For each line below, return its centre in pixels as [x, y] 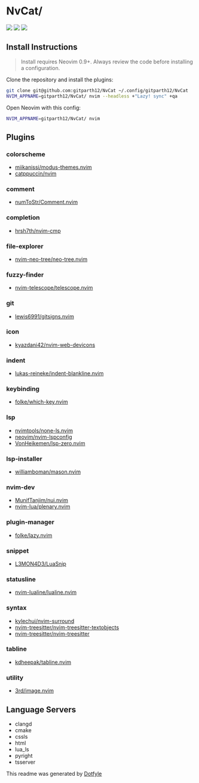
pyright [24, 755]
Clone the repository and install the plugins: [60, 80]
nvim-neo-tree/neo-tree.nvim [51, 259]
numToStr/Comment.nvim [46, 202]
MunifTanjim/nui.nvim [42, 500]
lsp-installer [25, 459]
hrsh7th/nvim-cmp [38, 230]
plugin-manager [30, 522]
